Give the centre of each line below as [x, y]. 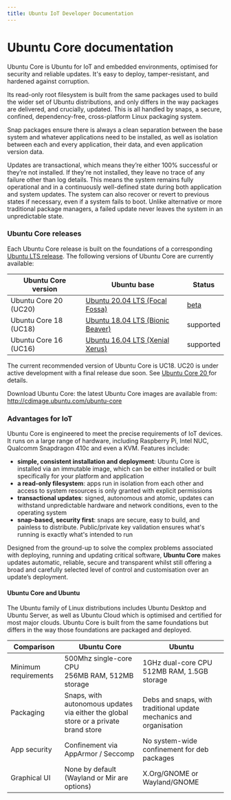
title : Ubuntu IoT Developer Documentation [70, 13]
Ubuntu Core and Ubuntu [44, 592]
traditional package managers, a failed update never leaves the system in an [115, 209]
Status [203, 285]
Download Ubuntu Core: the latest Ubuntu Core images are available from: [112, 393]
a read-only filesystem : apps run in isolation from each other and [110, 484]
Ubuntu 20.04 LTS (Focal [126, 300]
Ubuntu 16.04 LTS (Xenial [128, 340]
